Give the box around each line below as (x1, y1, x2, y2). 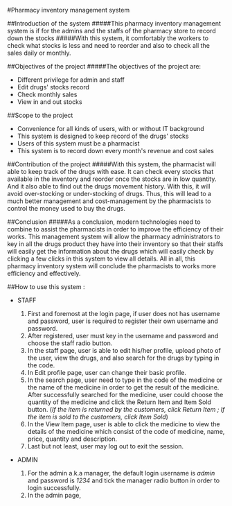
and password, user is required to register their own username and (27, 317, 218, 325)
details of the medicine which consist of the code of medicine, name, (27, 428, 225, 435)
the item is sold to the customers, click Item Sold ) (27, 412, 168, 421)
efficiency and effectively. (7, 270, 81, 277)
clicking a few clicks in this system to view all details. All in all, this (7, 254, 196, 263)
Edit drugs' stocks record (17, 83, 90, 91)
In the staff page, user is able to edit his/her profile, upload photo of (27, 347, 222, 354)
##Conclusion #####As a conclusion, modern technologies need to (7, 218, 201, 226)
